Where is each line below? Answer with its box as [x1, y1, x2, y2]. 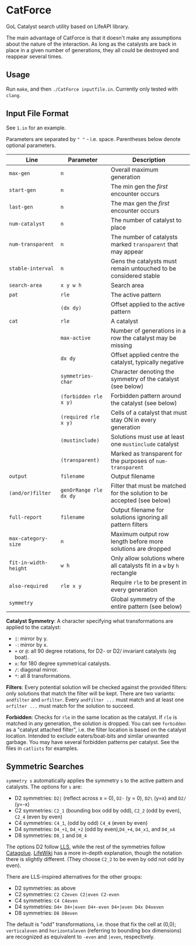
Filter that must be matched [110, 481, 187, 489]
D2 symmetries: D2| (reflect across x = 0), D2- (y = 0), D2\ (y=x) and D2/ [14, 794, 187, 802]
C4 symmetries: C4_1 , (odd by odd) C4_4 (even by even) [14, 820, 148, 827]
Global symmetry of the [110, 595, 176, 603]
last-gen [9, 203, 33, 210]
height [9, 565, 27, 571]
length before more [110, 537, 163, 545]
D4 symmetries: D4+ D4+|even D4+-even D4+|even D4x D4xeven [14, 903, 164, 910]
